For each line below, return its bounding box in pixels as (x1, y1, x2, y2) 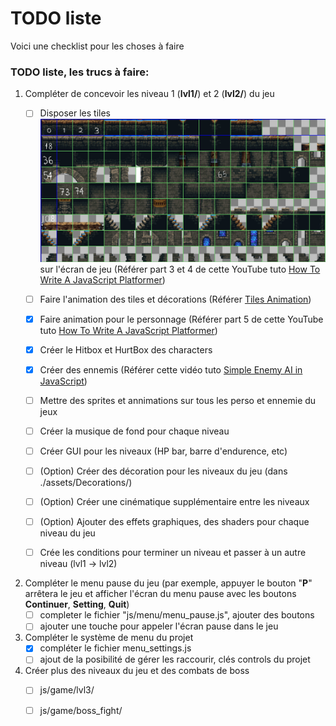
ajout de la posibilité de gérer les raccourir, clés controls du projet (39, 653, 311, 666)
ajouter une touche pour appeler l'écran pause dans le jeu (39, 620, 279, 632)
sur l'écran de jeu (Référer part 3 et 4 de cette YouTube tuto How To (39, 263, 321, 275)
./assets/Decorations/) (39, 477, 133, 488)
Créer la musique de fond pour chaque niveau (39, 425, 230, 437)
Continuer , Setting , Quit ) (24, 598, 130, 611)
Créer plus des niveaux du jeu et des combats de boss (24, 665, 250, 677)
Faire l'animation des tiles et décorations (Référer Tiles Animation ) (39, 293, 312, 305)
